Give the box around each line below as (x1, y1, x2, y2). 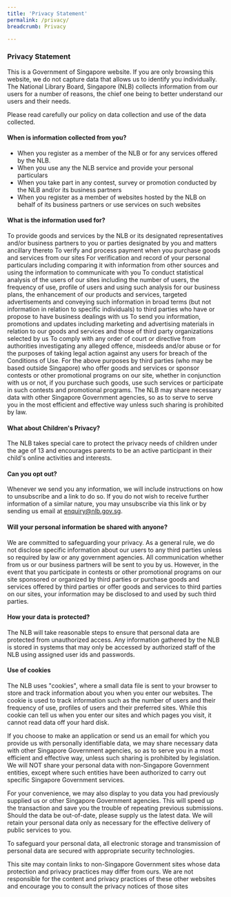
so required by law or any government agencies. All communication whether (7, 553, 224, 561)
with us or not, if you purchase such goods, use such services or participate (7, 378, 224, 387)
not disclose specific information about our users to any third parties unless (7, 546, 222, 554)
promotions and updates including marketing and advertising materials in (7, 320, 215, 329)
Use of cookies (7, 666, 51, 674)
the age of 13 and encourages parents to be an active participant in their (7, 447, 212, 455)
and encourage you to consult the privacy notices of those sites (7, 882, 188, 891)
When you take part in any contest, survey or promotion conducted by (17, 178, 217, 187)
